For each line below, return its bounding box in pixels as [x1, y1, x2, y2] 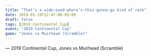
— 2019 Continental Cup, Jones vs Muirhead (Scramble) [5, 45, 124, 51]
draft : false [5, 17, 33, 22]
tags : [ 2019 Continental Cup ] [5, 21, 70, 27]
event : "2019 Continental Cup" [5, 26, 72, 32]
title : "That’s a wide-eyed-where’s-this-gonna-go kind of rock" [5, 7, 146, 13]
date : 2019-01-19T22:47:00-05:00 [5, 12, 76, 17]
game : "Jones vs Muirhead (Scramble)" [5, 31, 87, 36]
